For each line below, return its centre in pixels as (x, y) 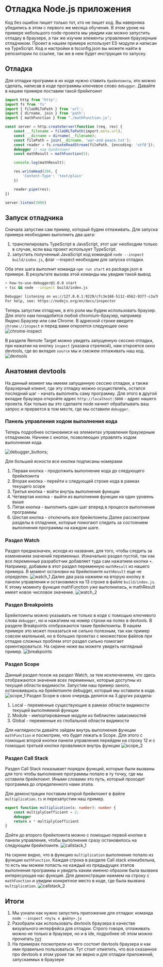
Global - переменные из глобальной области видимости (71, 720)
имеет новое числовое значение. (40, 592)
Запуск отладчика (34, 218)
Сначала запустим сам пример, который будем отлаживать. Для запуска (81, 229)
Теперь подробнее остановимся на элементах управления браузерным (80, 432)
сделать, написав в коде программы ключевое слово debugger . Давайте (80, 86)
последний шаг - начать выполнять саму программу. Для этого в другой (81, 393)
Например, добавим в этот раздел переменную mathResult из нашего (77, 566)
